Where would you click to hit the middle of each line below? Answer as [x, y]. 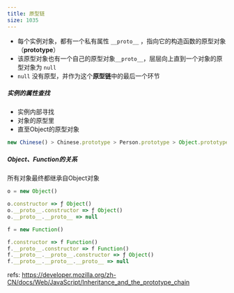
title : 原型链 [26, 14]
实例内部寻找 [36, 112]
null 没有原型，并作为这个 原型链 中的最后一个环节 [88, 76]
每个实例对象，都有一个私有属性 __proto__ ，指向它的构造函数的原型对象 [122, 41]
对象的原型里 [36, 121]
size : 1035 [23, 20]
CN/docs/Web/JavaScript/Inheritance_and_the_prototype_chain [99, 283]
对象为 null [40, 67]
